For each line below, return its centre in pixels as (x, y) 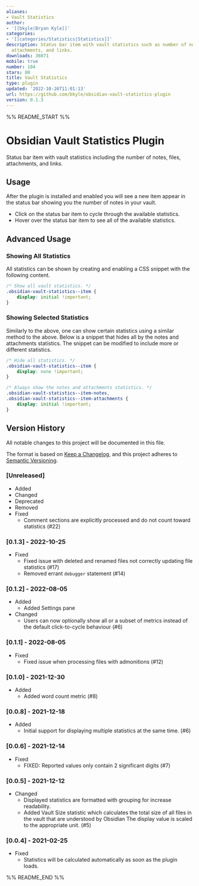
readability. (37, 806)
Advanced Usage (38, 239)
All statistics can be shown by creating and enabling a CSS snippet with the (98, 269)
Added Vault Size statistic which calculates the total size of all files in (107, 812)
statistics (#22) (42, 526)
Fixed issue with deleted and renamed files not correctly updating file (108, 561)
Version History (36, 428)
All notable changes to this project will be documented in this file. (86, 442)
